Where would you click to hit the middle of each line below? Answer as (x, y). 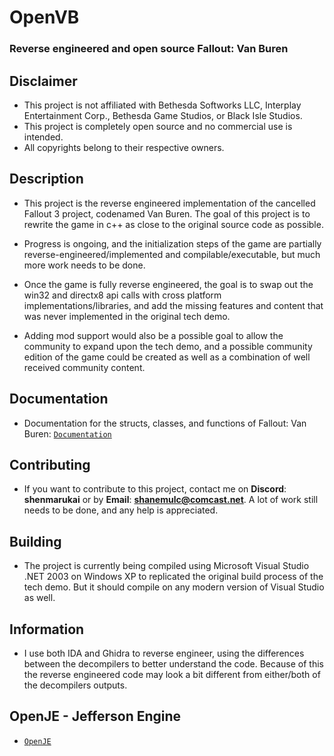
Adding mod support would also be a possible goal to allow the (153, 335)
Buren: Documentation (67, 433)
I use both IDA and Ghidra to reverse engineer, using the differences (164, 653)
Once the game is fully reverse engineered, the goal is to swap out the (168, 284)
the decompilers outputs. (75, 685)
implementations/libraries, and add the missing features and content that (173, 305)
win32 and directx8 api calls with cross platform (122, 295)
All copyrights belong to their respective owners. (124, 147)
